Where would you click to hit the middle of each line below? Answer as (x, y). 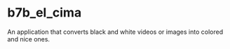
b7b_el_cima (45, 13)
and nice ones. (29, 39)
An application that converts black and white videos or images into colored (115, 32)
